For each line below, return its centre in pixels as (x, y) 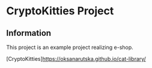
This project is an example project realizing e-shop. (70, 47)
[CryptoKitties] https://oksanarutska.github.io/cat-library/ (76, 59)
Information (29, 33)
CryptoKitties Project (60, 11)
